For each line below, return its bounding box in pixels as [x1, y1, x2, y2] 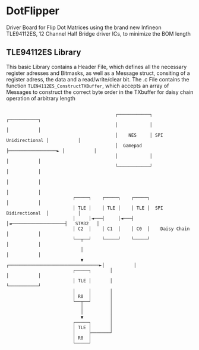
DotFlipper [6, 4, 59, 18]
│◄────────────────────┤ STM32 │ [6, 220, 100, 226]
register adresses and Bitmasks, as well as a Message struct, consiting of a [6, 70, 190, 77]
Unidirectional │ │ [6, 137, 81, 143]
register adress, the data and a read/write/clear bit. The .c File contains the [6, 75, 189, 83]
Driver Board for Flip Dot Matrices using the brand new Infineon [6, 24, 162, 31]
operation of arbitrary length [6, 94, 75, 102]
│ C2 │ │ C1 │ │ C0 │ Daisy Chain [72, 226, 190, 232]
